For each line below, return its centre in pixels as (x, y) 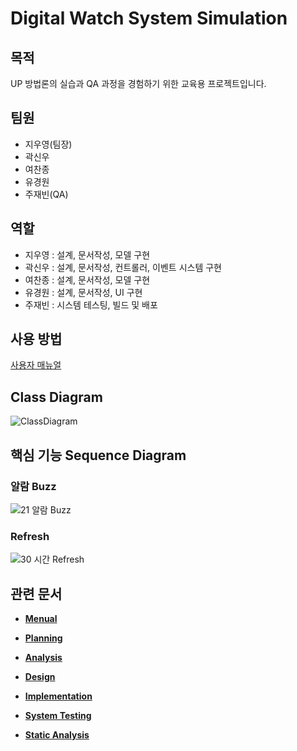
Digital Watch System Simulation (149, 18)
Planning (43, 638)
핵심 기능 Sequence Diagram (98, 455)
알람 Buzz (33, 486)
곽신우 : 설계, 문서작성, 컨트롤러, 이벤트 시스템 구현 (123, 267)
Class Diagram (56, 397)
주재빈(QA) (46, 194)
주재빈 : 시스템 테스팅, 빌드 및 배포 (91, 304)
